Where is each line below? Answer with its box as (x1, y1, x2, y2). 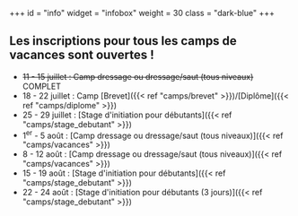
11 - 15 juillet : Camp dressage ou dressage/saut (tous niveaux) (22, 71, 254, 82)
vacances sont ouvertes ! (9, 48, 154, 63)
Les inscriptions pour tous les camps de (9, 33, 238, 48)
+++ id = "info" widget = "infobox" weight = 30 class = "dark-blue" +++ (9, 8, 276, 18)
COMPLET (22, 81, 61, 91)
